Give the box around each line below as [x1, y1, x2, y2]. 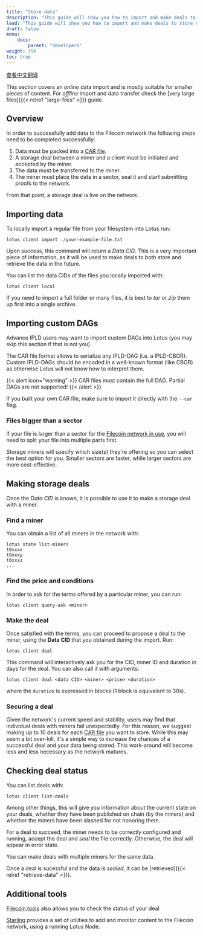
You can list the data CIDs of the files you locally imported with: [6, 272, 164, 279]
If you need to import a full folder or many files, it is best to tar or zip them [6, 294, 190, 302]
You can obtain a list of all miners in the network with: [6, 530, 140, 537]
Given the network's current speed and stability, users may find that [6, 716, 175, 723]
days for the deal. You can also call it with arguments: [6, 665, 140, 673]
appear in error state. [6, 841, 59, 849]
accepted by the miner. [14, 161, 73, 168]
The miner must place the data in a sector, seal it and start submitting [14, 173, 188, 181]
